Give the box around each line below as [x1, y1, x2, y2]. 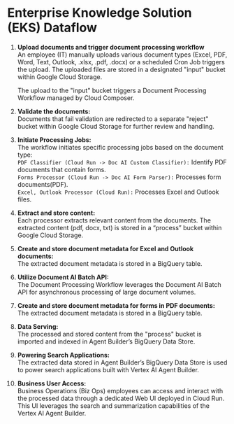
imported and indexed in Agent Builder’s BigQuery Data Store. [17, 337, 196, 346]
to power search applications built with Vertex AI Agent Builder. [17, 365, 199, 374]
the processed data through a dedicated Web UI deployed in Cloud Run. [17, 394, 225, 402]
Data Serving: [17, 322, 59, 330]
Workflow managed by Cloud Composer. [17, 93, 135, 102]
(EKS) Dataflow [7, 20, 98, 36]
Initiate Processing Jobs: [17, 135, 92, 144]
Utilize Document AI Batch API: [17, 273, 110, 281]
